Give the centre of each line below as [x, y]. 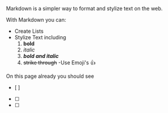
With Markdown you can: [36, 20]
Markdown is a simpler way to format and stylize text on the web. [85, 8]
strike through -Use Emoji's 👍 [59, 63]
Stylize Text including [40, 37]
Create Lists [29, 31]
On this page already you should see [50, 76]
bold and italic [41, 56]
